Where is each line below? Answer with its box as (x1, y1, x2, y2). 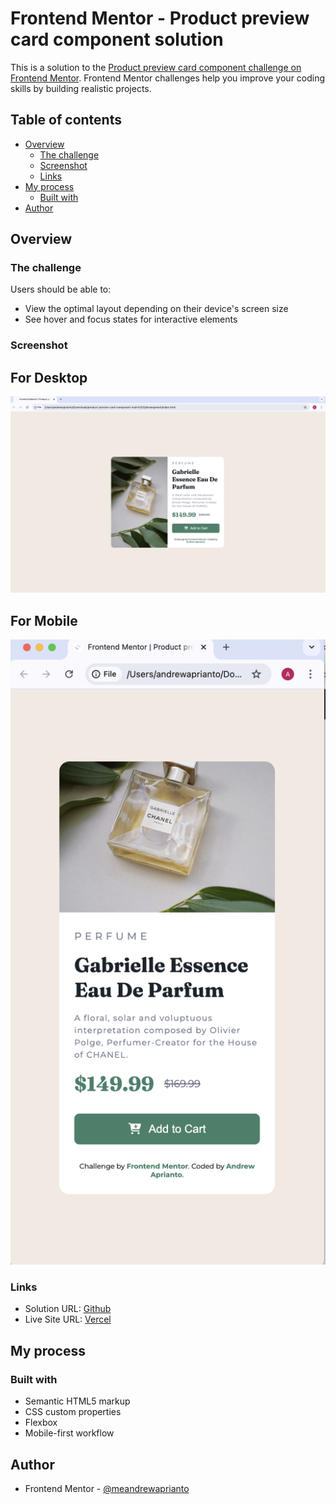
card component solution (10, 28, 224, 51)
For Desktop (10, 369, 88, 386)
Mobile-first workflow (24, 1427, 115, 1439)
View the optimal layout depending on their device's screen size (24, 303, 289, 315)
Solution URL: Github (24, 1303, 112, 1315)
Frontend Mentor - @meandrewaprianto (24, 1482, 190, 1494)
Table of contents (10, 112, 122, 129)
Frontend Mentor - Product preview (10, 7, 310, 30)
